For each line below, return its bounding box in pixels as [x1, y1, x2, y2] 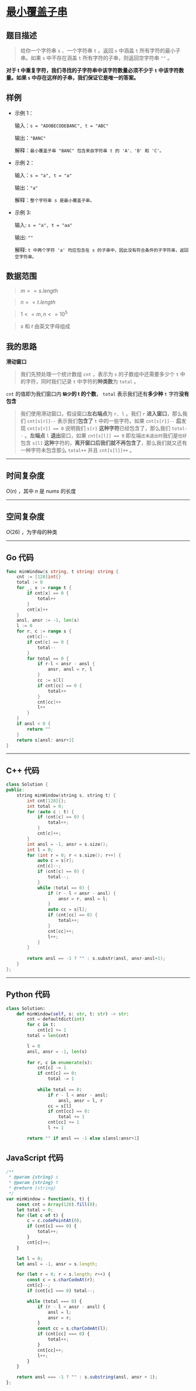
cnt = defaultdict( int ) [27, 1016, 85, 1022]
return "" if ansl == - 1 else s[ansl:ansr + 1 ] [27, 1135, 140, 1141]
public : [6, 787, 25, 793]
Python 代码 [6, 990, 51, 1000]
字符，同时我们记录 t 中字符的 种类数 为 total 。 [25, 378, 139, 385]
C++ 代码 [6, 766, 40, 776]
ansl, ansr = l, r [58, 1097, 103, 1103]
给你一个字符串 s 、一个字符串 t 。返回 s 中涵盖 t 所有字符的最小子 [20, 47, 181, 54]
